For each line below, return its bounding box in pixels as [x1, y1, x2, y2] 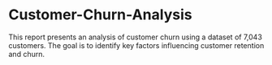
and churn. [8, 49, 45, 59]
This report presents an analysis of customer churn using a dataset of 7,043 [8, 32, 262, 42]
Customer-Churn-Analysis [8, 6, 192, 24]
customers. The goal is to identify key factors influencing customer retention [8, 40, 265, 50]
